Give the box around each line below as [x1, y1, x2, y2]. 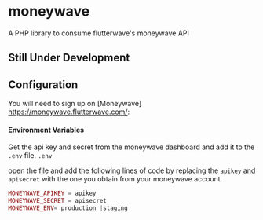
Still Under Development [8, 51, 130, 64]
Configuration [8, 78, 79, 91]
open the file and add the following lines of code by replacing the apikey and [8, 166, 256, 175]
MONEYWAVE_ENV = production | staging [8, 204, 128, 212]
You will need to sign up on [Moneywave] [8, 99, 142, 108]
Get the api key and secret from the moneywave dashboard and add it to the [8, 142, 255, 152]
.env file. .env [8, 151, 53, 160]
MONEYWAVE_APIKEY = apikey [8, 189, 97, 198]
